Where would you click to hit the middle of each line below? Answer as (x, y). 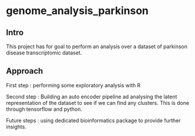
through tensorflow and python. (44, 109)
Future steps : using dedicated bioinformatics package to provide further (93, 120)
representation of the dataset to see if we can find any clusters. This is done (98, 103)
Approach (25, 71)
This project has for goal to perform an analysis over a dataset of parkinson (97, 46)
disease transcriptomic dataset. (44, 53)
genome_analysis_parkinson (77, 11)
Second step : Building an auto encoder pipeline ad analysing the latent (92, 96)
